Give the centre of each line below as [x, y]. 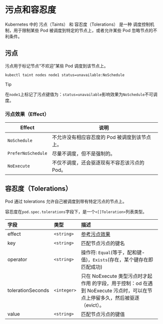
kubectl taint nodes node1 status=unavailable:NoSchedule [65, 75]
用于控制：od [127, 283]
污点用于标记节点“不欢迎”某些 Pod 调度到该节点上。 [57, 65]
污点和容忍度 [31, 10]
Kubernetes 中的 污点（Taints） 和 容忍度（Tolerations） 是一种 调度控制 [78, 24]
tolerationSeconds [28, 290]
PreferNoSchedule [27, 153]
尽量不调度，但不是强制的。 [83, 153]
